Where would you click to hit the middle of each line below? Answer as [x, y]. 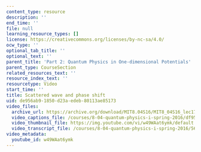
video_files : [22, 106]
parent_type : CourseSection [41, 67]
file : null [20, 28]
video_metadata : [26, 134]
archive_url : [28, 112]
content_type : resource [36, 12]
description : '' [26, 17]
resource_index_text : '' [37, 78]
